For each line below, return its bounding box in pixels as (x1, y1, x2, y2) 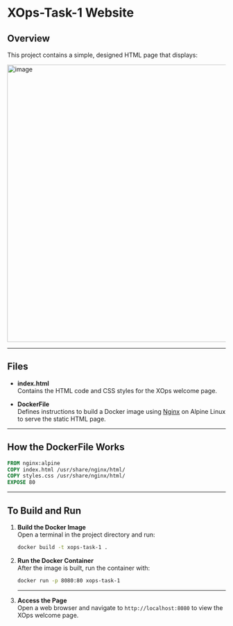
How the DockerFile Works (7, 442, 125, 453)
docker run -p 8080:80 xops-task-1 (17, 577, 121, 584)
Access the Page (17, 596, 67, 605)
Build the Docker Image (17, 523, 87, 531)
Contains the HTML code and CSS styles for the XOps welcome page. (17, 386, 217, 394)
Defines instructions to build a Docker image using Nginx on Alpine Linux (17, 407, 226, 415)
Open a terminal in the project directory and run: (17, 530, 155, 539)
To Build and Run (7, 505, 82, 516)
